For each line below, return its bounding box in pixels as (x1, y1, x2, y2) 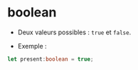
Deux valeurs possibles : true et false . (17, 28, 132, 36)
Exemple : (17, 41, 48, 50)
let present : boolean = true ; (7, 55, 94, 63)
